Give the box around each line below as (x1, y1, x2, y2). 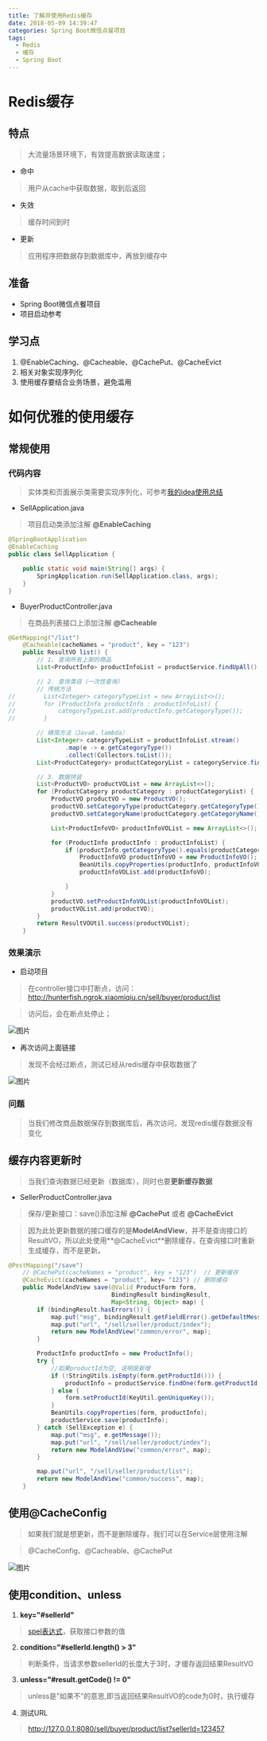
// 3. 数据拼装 (37, 773, 82, 781)
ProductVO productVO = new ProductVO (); (50, 795, 187, 804)
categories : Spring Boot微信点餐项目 (8, 26, 126, 34)
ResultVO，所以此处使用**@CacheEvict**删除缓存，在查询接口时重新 (27, 1235, 256, 1245)
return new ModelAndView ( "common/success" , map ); (37, 1475, 204, 1483)
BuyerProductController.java (19, 602, 113, 611)
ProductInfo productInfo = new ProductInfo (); (37, 1350, 194, 1357)
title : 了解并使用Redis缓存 (8, 11, 93, 20)
